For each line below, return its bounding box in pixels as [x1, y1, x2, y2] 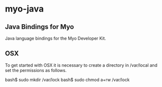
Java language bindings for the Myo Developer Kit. [5, 35, 106, 41]
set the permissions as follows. [5, 67, 67, 73]
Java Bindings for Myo [5, 23, 74, 31]
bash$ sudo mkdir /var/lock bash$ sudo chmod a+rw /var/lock [5, 76, 130, 83]
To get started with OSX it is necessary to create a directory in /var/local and [5, 62, 158, 68]
